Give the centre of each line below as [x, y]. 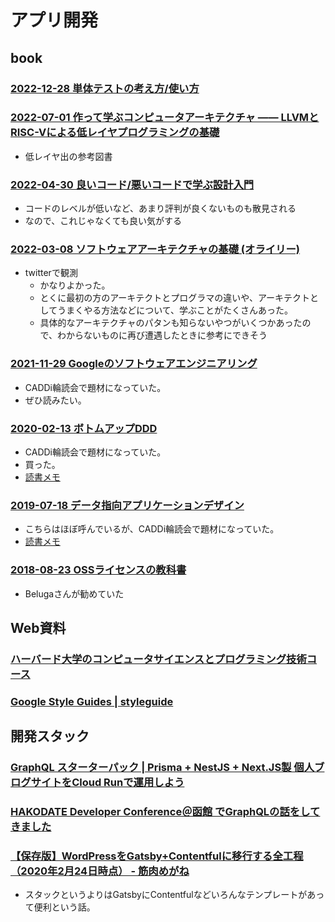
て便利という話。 [60, 907]
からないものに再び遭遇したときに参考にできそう [167, 335]
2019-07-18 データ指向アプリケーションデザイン [127, 505]
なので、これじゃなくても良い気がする [103, 221]
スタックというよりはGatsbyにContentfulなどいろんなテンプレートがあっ [174, 895]
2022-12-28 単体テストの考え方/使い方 [105, 88]
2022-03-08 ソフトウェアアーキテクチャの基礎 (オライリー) [155, 249]
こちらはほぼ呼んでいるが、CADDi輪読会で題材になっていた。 [152, 529]
